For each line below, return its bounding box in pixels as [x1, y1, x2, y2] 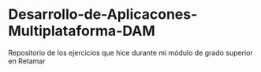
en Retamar [8, 56, 46, 66]
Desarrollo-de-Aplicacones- [8, 5, 198, 23]
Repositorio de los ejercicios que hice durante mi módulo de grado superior [8, 48, 254, 57]
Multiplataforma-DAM [8, 22, 155, 40]
